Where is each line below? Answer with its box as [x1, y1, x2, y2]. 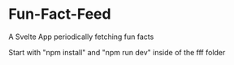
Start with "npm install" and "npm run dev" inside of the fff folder [8, 47, 226, 57]
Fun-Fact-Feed [8, 5, 111, 24]
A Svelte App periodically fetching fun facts [8, 32, 154, 41]
